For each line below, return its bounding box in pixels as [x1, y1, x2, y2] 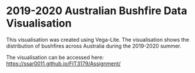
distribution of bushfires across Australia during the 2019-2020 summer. [6, 42, 181, 49]
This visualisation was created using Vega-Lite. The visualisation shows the [6, 36, 190, 43]
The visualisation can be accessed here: [6, 54, 104, 61]
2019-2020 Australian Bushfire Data [6, 4, 187, 18]
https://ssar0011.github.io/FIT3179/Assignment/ [6, 60, 121, 67]
